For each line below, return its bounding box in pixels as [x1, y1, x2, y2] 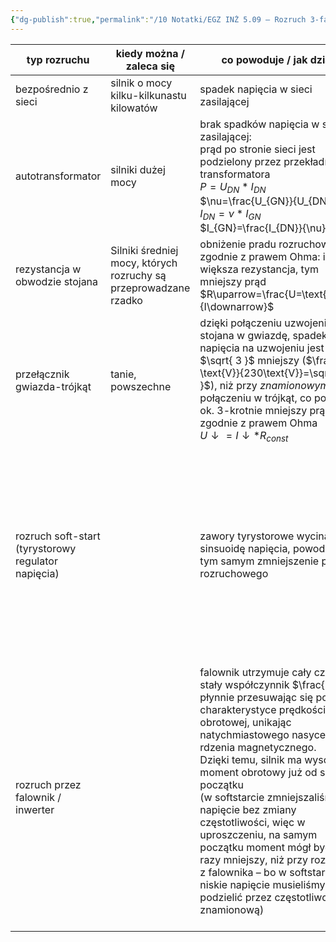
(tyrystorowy [15, 541, 77, 555]
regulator [15, 554, 58, 568]
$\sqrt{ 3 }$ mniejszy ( [199, 354, 307, 367]
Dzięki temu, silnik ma [199, 752, 302, 766]
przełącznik [15, 367, 70, 381]
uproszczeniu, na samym [199, 827, 318, 841]
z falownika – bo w [199, 865, 287, 879]
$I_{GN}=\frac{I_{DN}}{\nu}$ [199, 221, 333, 235]
